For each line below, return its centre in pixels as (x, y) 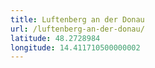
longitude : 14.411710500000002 (75, 47)
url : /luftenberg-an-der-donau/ (77, 29)
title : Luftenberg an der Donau (77, 19)
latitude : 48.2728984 (55, 38)
